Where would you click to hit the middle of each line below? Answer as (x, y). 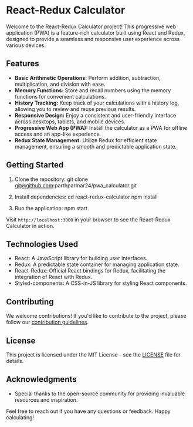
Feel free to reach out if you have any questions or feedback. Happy (89, 411)
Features (23, 64)
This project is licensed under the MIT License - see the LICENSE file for (93, 355)
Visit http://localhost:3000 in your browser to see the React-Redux (89, 219)
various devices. (26, 45)
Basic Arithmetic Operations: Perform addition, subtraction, (88, 78)
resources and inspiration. (46, 399)
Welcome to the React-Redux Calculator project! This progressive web (91, 26)
